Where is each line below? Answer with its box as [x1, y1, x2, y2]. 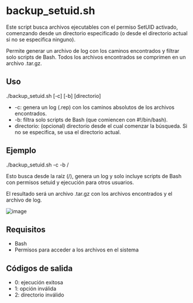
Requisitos [6, 224, 46, 234]
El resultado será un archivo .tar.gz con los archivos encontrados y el [6, 190, 173, 197]
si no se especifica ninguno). [6, 36, 76, 43]
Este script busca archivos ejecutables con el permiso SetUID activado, [6, 23, 178, 30]
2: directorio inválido [14, 291, 64, 298]
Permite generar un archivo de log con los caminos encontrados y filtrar [6, 47, 180, 54]
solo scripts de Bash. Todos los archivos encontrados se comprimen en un [6, 53, 186, 60]
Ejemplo [6, 145, 36, 156]
